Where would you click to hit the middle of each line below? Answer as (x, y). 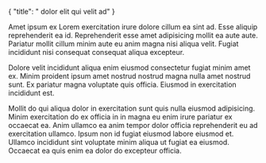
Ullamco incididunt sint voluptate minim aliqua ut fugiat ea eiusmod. (119, 142)
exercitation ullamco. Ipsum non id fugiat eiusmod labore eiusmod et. (121, 134)
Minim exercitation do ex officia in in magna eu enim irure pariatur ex (120, 117)
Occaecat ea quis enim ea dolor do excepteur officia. (95, 151)
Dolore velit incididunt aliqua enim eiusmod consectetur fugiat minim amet (129, 68)
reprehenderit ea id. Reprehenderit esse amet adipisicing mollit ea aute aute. (133, 35)
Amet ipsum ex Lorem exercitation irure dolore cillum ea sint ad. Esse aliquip (133, 27)
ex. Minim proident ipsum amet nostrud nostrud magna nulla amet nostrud (129, 76)
